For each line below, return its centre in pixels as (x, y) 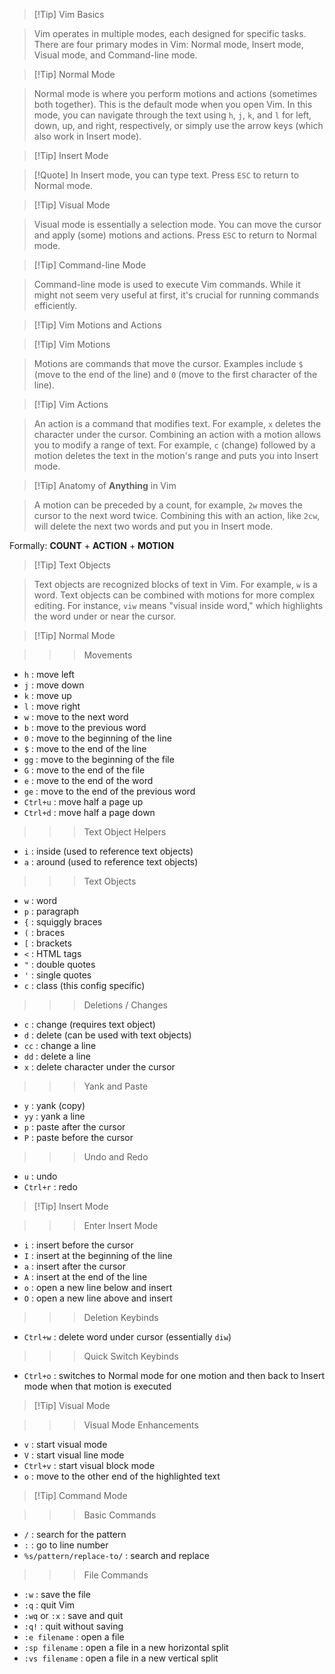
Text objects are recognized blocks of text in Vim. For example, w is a (175, 584)
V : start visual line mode (74, 1455)
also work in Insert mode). (87, 136)
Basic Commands (120, 1515)
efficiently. (55, 305)
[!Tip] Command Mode (80, 1495)
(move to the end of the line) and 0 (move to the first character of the (175, 374)
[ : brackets (47, 943)
